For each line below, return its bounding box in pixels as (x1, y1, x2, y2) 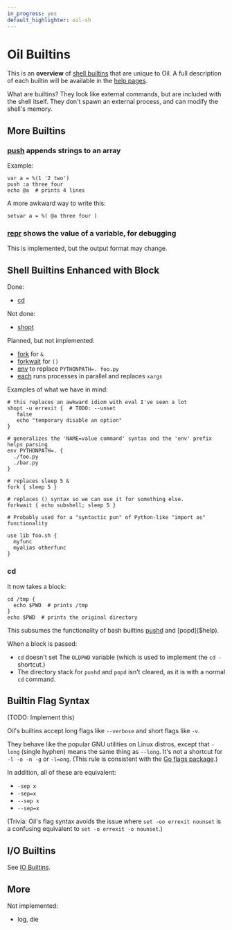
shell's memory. (7, 105, 53, 113)
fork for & (17, 350, 44, 358)
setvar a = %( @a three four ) (7, 213, 98, 220)
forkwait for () (17, 358, 59, 366)
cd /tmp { (7, 595, 36, 603)
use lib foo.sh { (7, 532, 57, 539)
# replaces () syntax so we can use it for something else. (7, 496, 185, 503)
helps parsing (7, 441, 48, 448)
